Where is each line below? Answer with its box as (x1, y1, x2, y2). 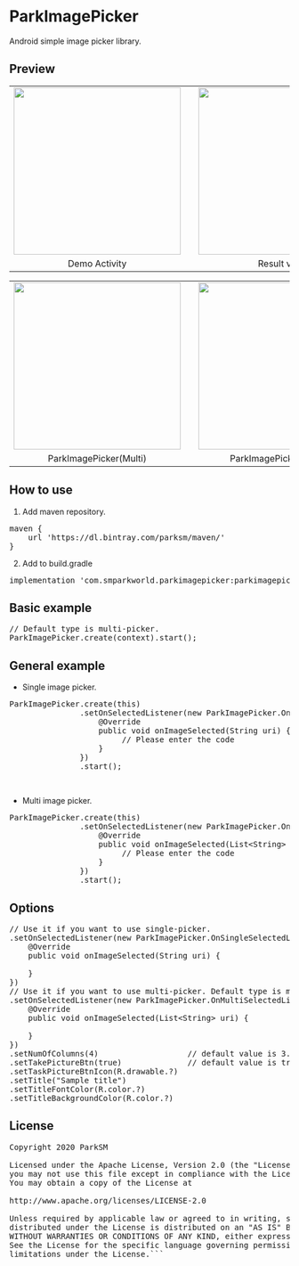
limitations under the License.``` (9, 1249, 165, 1259)
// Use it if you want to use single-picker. (9, 924, 212, 934)
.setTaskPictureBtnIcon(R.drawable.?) (9, 1066, 179, 1076)
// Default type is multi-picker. (9, 624, 160, 634)
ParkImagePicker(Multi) (47, 452, 147, 464)
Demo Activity (68, 257, 127, 269)
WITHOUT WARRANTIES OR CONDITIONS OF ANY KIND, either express (9, 1231, 291, 1241)
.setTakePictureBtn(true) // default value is (9, 1058, 278, 1067)
